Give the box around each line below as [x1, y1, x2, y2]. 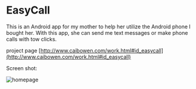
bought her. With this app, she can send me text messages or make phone [6, 29, 188, 36]
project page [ [6, 47, 41, 54]
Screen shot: [6, 64, 37, 71]
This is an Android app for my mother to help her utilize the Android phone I [6, 23, 191, 30]
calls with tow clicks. [6, 35, 57, 42]
